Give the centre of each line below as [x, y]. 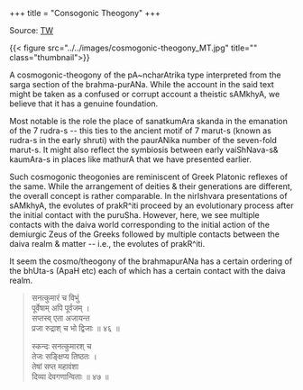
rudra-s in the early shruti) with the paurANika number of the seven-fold [143, 140]
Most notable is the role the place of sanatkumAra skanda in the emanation [149, 121]
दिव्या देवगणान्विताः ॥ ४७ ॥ [70, 376]
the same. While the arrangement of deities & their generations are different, [151, 186]
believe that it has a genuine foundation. [84, 104]
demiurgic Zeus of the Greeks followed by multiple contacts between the [144, 234]
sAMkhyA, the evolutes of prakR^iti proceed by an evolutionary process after [151, 205]
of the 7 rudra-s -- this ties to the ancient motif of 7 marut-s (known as [141, 131]
